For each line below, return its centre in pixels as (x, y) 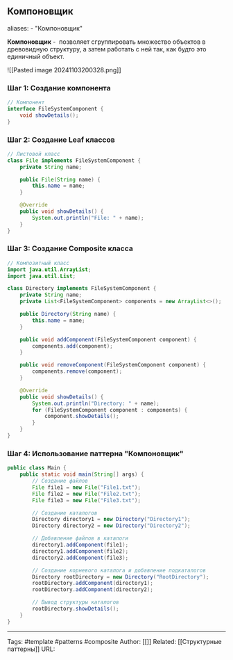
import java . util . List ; (42, 276)
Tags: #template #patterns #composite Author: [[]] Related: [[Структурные (114, 641)
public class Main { (37, 468)
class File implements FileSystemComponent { (74, 160)
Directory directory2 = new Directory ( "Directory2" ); (111, 526)
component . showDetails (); (81, 417)
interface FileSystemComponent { (55, 108)
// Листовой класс (34, 154)
